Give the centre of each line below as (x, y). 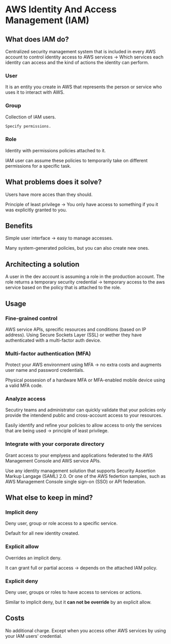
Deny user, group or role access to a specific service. (62, 524)
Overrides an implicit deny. (33, 558)
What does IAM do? (37, 39)
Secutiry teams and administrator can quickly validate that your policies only (86, 410)
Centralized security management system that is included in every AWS (81, 52)
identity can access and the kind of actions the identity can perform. (77, 62)
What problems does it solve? (54, 182)
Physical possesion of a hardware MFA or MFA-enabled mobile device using (85, 380)
